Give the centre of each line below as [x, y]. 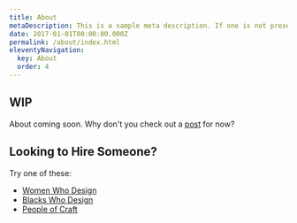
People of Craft [49, 209]
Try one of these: [41, 173]
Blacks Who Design [57, 199]
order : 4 [33, 67]
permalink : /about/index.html [65, 42]
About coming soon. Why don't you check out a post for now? [122, 124]
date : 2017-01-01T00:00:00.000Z [69, 34]
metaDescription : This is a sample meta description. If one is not [138, 26]
